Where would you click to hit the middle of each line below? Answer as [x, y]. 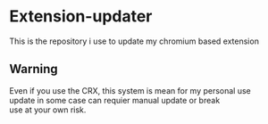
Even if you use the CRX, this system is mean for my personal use [130, 90]
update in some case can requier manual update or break [115, 100]
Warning [33, 69]
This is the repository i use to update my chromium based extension [134, 41]
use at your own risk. [48, 110]
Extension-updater [81, 17]
